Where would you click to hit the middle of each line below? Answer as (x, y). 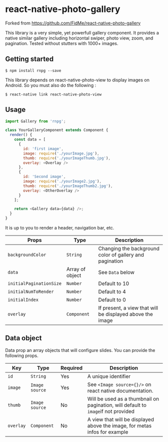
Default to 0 (112, 300)
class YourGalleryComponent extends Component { (57, 130)
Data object (23, 338)
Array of (76, 269)
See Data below (116, 272)
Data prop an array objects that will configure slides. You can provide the (80, 350)
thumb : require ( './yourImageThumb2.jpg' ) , (68, 186)
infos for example (108, 432)
